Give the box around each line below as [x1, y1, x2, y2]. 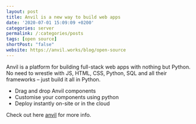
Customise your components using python [14, 93, 119, 100]
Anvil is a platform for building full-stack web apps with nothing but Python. [6, 63, 191, 70]
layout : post [6, 8, 39, 15]
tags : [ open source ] [6, 36, 58, 42]
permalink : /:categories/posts [6, 31, 84, 37]
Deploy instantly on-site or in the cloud [14, 100, 110, 107]
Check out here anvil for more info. [6, 111, 91, 118]
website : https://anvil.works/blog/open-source [6, 47, 127, 53]
